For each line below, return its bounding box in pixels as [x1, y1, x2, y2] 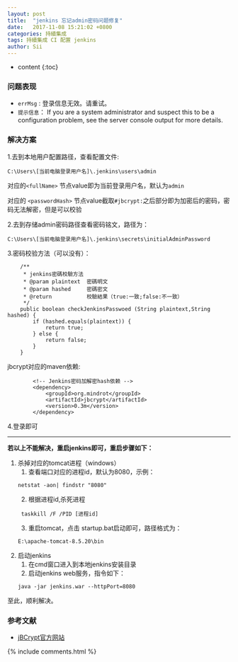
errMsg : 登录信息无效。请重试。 [17, 99, 111, 108]
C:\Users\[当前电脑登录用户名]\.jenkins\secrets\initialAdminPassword [7, 235, 210, 243]
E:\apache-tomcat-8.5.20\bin [17, 537, 104, 545]
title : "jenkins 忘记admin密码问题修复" [7, 17, 123, 24]
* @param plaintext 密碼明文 [23, 278, 108, 285]
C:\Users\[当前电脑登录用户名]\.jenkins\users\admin [7, 168, 157, 175]
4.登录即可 [7, 422, 38, 430]
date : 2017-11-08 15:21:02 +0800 [7, 23, 113, 30]
